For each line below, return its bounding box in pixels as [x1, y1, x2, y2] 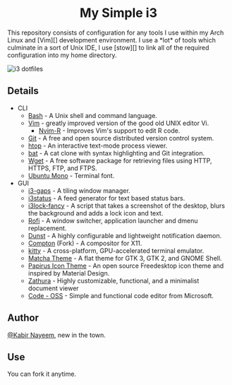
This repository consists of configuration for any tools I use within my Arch [7, 28, 224, 37]
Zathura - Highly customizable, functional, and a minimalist [28, 276, 200, 285]
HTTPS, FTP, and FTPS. [28, 164, 97, 172]
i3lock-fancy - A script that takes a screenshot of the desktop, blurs [28, 201, 226, 210]
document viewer [28, 284, 79, 292]
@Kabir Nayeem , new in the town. [7, 331, 106, 339]
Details [7, 85, 39, 97]
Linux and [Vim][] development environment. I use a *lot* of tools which [7, 35, 216, 44]
